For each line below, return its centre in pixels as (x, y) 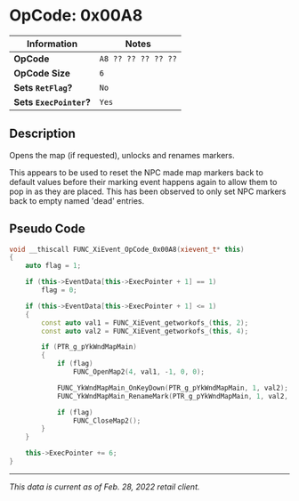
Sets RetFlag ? (43, 87)
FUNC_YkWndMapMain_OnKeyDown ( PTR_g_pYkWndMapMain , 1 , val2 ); (173, 388)
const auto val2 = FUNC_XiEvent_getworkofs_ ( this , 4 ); (145, 331)
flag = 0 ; (59, 290)
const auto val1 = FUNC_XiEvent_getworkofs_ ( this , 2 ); (145, 323)
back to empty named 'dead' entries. (77, 200)
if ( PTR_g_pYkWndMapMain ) (89, 347)
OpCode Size (42, 73)
